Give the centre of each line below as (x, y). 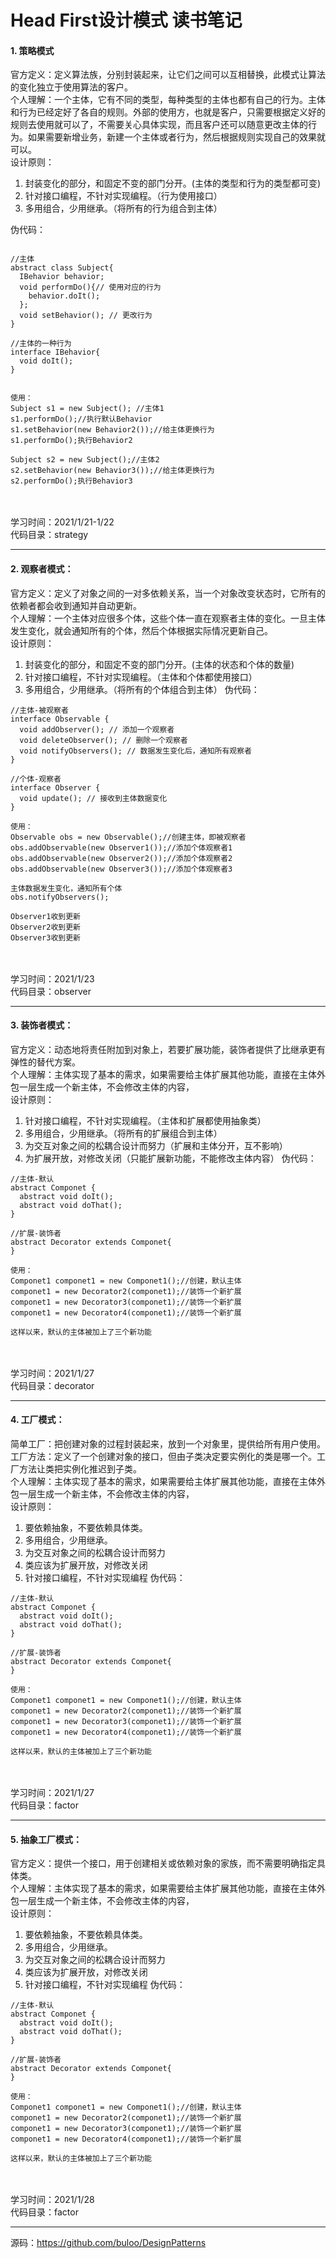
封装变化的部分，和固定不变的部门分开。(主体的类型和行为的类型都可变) (173, 183)
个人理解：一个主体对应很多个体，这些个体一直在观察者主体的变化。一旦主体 (168, 618)
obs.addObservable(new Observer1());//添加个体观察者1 (121, 847)
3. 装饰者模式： (42, 1025)
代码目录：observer (51, 991)
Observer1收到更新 (45, 916)
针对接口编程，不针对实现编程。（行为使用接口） (123, 196)
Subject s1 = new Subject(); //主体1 (87, 409)
